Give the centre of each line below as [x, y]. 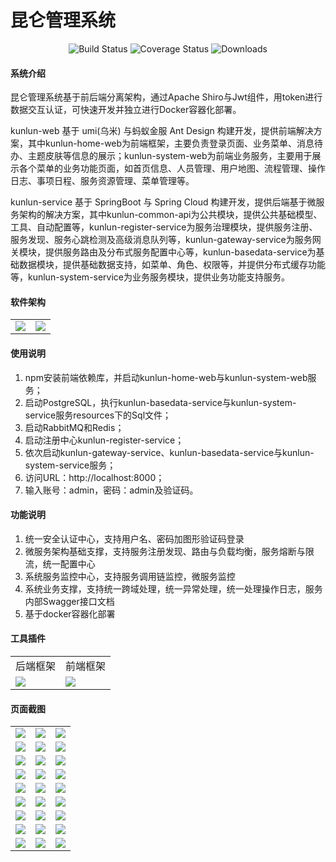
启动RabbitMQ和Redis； [74, 427]
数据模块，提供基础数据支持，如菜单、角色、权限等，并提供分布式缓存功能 [172, 265]
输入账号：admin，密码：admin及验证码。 [111, 490]
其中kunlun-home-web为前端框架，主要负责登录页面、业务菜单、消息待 [175, 143]
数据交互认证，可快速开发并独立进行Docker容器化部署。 [126, 110]
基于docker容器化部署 [70, 613]
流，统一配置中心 [60, 563]
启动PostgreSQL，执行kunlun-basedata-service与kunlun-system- [160, 402]
